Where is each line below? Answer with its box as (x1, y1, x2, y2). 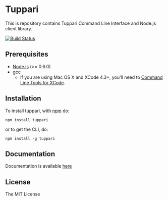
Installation (5, 94, 41, 103)
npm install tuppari (5, 117, 49, 122)
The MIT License (5, 191, 40, 197)
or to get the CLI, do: (5, 126, 48, 132)
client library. (5, 25, 32, 31)
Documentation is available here (5, 163, 72, 169)
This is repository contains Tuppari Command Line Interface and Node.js (5, 20, 156, 26)
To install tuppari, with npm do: (5, 108, 70, 114)
